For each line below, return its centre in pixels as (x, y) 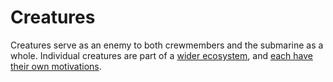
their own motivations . (56, 66)
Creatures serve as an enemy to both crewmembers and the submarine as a (167, 45)
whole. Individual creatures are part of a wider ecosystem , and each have (161, 55)
